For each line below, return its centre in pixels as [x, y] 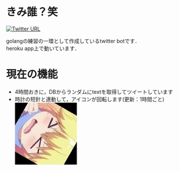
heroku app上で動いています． [43, 48]
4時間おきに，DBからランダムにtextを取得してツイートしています [94, 91]
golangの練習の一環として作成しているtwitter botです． [73, 41]
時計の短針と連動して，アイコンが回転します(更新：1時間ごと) [89, 99]
